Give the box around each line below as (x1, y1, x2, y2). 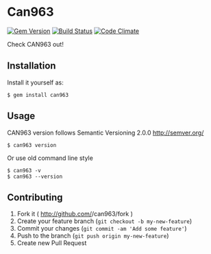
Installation (7, 60, 56, 72)
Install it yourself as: (7, 78, 64, 86)
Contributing (7, 192, 63, 203)
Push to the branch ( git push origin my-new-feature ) (16, 231, 169, 240)
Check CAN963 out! (7, 40, 64, 48)
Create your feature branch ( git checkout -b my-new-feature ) (16, 217, 193, 225)
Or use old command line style (7, 154, 94, 162)
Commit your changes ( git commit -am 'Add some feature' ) (16, 224, 187, 233)
